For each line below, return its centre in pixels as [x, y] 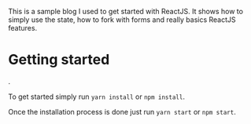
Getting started [59, 60]
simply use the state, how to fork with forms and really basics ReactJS [122, 20]
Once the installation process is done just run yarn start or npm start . [122, 111]
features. [23, 28]
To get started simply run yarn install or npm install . [96, 97]
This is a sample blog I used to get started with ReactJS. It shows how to [126, 11]
